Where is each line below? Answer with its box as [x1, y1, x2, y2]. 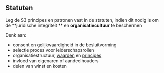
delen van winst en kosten [12, 63, 67, 69]
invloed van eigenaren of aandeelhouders [12, 57, 99, 64]
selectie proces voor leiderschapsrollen [12, 47, 94, 53]
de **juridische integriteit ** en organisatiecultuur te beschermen [5, 22, 142, 28]
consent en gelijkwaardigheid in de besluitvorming [12, 42, 117, 48]
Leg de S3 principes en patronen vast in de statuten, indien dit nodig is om [5, 17, 159, 23]
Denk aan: [5, 32, 27, 38]
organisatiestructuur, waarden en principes [12, 52, 102, 58]
